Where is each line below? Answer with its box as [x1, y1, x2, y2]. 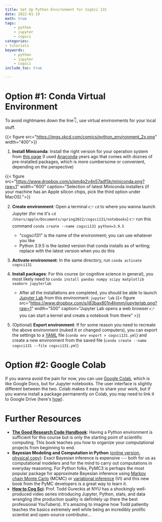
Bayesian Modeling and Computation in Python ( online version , [12, 450, 141, 456]
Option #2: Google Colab [5, 359, 106, 371]
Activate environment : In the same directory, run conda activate [12, 257, 142, 263]
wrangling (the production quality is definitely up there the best [12, 496, 138, 502]
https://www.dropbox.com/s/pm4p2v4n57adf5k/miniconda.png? [16, 178, 145, 184]
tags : [5, 20, 16, 26]
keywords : [5, 48, 25, 52]
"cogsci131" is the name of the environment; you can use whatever [19, 232, 152, 238]
